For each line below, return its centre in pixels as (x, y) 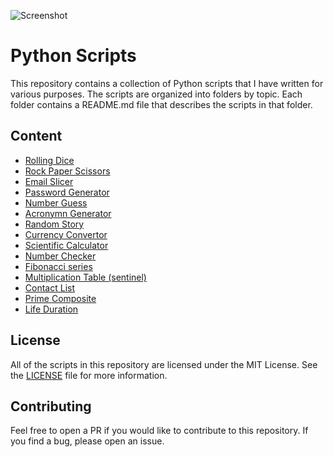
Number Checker (60, 256)
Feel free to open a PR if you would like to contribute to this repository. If (159, 431)
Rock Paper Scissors (67, 171)
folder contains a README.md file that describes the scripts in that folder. (161, 104)
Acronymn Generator (68, 213)
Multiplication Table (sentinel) (85, 277)
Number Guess (56, 202)
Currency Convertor (66, 234)
